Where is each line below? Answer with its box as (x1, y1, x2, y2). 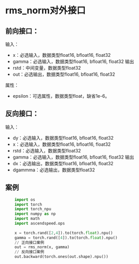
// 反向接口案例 (14, 249, 44, 255)
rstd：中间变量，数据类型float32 (12, 65, 81, 71)
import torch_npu (14, 207, 52, 212)
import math (14, 216, 40, 222)
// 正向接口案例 (14, 240, 44, 245)
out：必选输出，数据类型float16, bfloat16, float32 (12, 71, 115, 77)
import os (14, 197, 36, 202)
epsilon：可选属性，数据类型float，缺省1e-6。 (12, 93, 110, 99)
